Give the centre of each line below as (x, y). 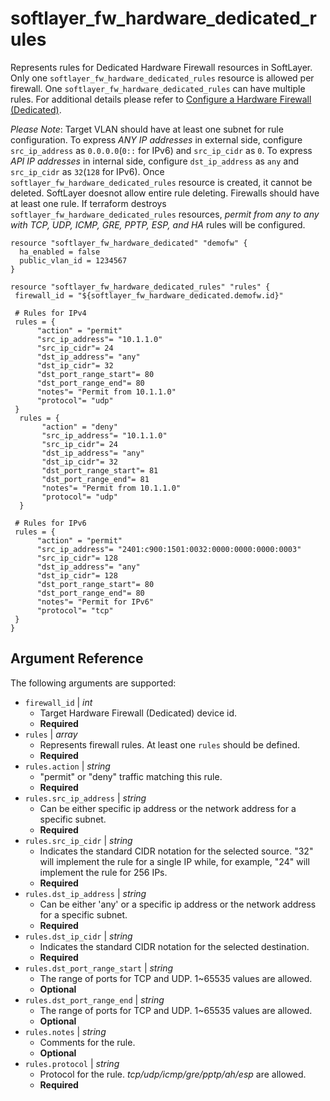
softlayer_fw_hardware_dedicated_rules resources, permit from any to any (165, 214)
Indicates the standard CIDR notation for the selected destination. (174, 946)
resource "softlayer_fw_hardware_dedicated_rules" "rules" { (140, 287)
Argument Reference (77, 658)
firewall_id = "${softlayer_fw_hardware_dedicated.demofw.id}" (149, 295)
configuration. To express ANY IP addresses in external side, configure (156, 139)
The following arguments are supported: (93, 683)
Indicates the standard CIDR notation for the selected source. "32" (176, 851)
